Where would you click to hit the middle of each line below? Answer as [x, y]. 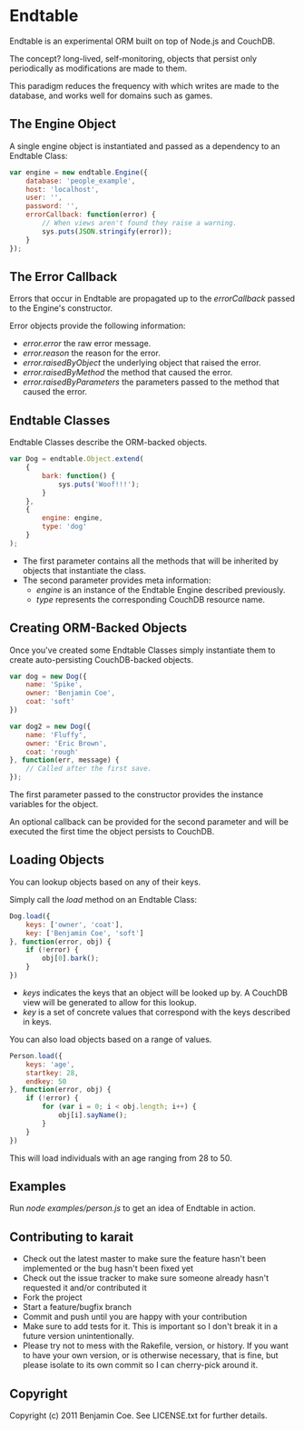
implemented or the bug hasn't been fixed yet [108, 1268]
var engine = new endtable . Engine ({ [78, 172]
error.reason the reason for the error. [91, 353]
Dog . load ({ [30, 916]
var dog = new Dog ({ [49, 676]
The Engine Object [63, 124]
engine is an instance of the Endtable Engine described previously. [161, 590]
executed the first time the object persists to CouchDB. [112, 832]
